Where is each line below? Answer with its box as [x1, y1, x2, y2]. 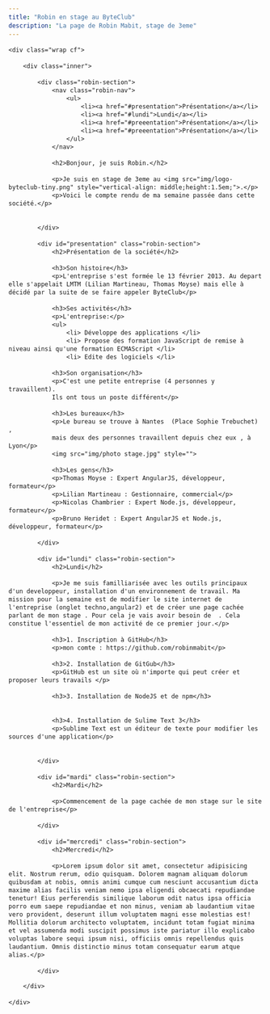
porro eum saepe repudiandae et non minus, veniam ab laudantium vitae [8, 902, 255, 911]
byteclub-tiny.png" [8, 183, 74, 191]
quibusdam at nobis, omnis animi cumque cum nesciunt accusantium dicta [8, 877, 259, 886]
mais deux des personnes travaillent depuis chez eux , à [51, 433, 251, 442]
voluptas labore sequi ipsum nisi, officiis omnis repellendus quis [8, 934, 244, 943]
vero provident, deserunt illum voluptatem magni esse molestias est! [8, 910, 251, 919]
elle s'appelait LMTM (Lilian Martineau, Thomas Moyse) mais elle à [8, 280, 244, 288]
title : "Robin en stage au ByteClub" [8, 13, 136, 21]
